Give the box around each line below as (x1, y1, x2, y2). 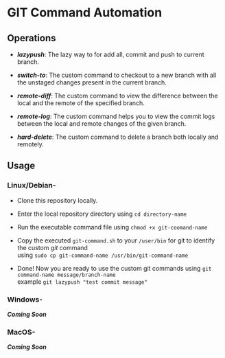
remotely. (16, 140, 45, 148)
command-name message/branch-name (16, 271, 116, 278)
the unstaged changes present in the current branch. (16, 78, 167, 87)
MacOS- (7, 327, 36, 337)
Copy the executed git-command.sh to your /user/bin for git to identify (16, 236, 215, 245)
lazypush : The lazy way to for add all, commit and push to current (16, 50, 204, 58)
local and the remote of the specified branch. (16, 99, 145, 107)
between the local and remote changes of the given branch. (16, 120, 187, 128)
